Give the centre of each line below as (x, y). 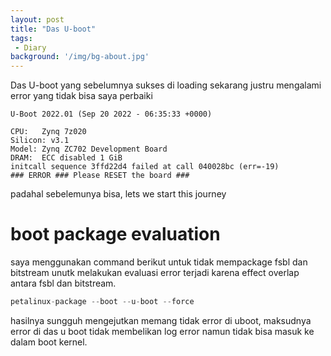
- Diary (30, 47)
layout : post (37, 19)
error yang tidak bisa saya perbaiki (81, 96)
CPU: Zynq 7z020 (48, 132)
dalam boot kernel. (49, 342)
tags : (21, 38)
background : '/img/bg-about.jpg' (80, 57)
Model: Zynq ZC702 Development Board (89, 149)
